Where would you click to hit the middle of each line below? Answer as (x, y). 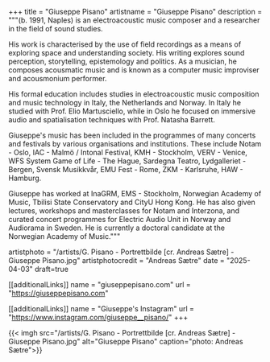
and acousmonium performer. (58, 78)
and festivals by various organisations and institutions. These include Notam (135, 144)
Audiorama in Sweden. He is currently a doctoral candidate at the (117, 228)
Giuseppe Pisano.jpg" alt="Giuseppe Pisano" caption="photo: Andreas (126, 341)
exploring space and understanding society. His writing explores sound (127, 53)
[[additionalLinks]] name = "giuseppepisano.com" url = (100, 284)
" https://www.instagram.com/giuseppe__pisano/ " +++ (98, 317)
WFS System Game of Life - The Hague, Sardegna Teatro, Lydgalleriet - (127, 161)
